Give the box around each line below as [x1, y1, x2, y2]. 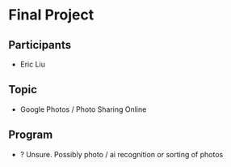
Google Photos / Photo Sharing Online [19, 104, 147, 114]
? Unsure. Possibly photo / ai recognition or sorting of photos [19, 149, 224, 159]
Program [8, 128, 53, 142]
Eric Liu [19, 59, 46, 69]
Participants [8, 38, 71, 52]
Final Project [8, 6, 94, 24]
